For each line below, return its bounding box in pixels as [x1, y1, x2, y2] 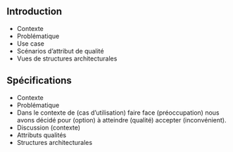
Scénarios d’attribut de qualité [16, 46, 104, 55]
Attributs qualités [16, 130, 67, 139]
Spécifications [6, 75, 72, 87]
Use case [16, 39, 45, 48]
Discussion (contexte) [16, 123, 81, 132]
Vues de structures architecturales [16, 54, 118, 63]
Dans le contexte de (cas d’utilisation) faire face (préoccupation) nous [16, 108, 220, 117]
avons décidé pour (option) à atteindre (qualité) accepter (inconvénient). [16, 115, 227, 124]
